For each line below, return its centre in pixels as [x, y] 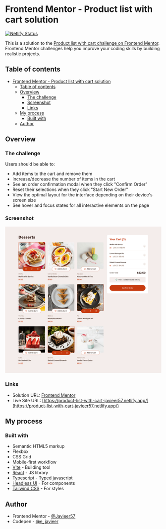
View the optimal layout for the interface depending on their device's [82, 195]
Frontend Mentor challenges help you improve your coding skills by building [83, 48]
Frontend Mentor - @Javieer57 [44, 516]
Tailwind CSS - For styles [38, 489]
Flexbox [20, 451]
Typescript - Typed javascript [42, 478]
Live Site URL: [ [28, 400]
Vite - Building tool [31, 467]
